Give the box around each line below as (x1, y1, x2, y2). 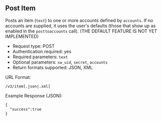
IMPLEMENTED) (5, 33, 39, 39)
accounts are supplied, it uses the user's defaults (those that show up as (5, 23, 156, 29)
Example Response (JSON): (5, 92, 63, 98)
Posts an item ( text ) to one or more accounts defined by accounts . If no (5, 17, 153, 23)
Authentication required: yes (12, 48, 71, 54)
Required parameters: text (12, 54, 68, 60)
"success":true (10, 106, 42, 112)
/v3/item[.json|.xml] (5, 84, 51, 89)
